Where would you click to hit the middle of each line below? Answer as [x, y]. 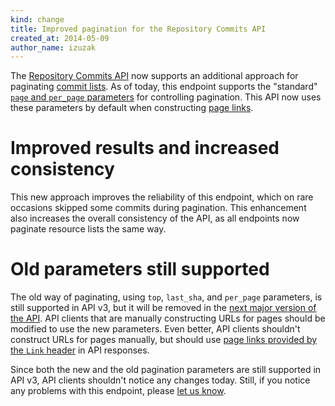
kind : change [37, 19]
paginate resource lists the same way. [88, 229]
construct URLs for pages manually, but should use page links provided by [164, 340]
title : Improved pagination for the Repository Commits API [138, 29]
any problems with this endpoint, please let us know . [118, 391]
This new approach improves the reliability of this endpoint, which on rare [162, 197]
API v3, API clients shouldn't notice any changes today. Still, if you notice [160, 380]
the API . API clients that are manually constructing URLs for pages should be [168, 318]
